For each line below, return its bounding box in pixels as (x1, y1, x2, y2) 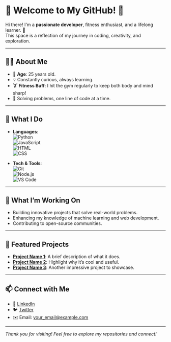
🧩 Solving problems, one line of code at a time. (12, 95, 111, 101)
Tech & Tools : (12, 160, 42, 166)
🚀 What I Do (5, 115, 43, 124)
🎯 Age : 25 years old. (12, 71, 56, 77)
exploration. (5, 38, 31, 44)
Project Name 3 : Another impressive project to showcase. (12, 264, 135, 270)
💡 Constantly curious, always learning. (12, 76, 94, 82)
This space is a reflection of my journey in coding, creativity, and (5, 32, 141, 38)
